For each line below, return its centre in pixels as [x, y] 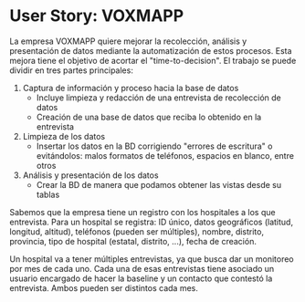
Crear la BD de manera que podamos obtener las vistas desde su [158, 184]
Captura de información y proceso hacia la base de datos [131, 88]
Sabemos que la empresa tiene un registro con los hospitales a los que [142, 212]
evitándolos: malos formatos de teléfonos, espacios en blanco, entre [165, 155]
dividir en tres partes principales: [72, 70]
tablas [48, 194]
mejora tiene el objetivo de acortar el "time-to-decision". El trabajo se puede [153, 60]
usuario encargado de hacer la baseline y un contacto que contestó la [141, 278]
